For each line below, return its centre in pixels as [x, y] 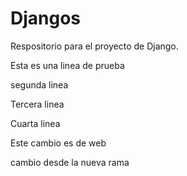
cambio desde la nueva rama [70, 162]
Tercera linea [37, 104]
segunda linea [39, 84]
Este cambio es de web [58, 143]
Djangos [46, 18]
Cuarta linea [35, 123]
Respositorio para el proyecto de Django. [94, 46]
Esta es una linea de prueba [67, 65]
